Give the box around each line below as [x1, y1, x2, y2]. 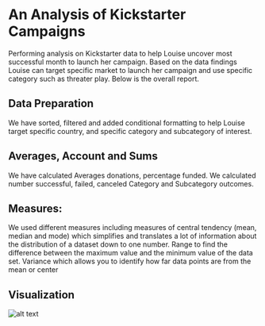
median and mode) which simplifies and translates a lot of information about [8, 232, 257, 241]
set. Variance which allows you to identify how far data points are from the [8, 256, 252, 267]
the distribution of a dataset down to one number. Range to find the [8, 240, 229, 249]
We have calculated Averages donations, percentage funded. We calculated [8, 171, 256, 180]
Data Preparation [8, 97, 94, 110]
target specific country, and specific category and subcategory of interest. [8, 126, 252, 136]
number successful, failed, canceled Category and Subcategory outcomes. [8, 178, 254, 188]
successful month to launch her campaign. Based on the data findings [8, 57, 238, 67]
